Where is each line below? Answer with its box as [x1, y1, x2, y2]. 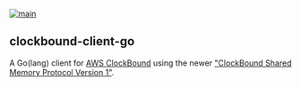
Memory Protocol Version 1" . [9, 66, 115, 77]
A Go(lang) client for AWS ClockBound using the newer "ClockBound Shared [9, 58, 293, 68]
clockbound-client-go [9, 34, 135, 49]
